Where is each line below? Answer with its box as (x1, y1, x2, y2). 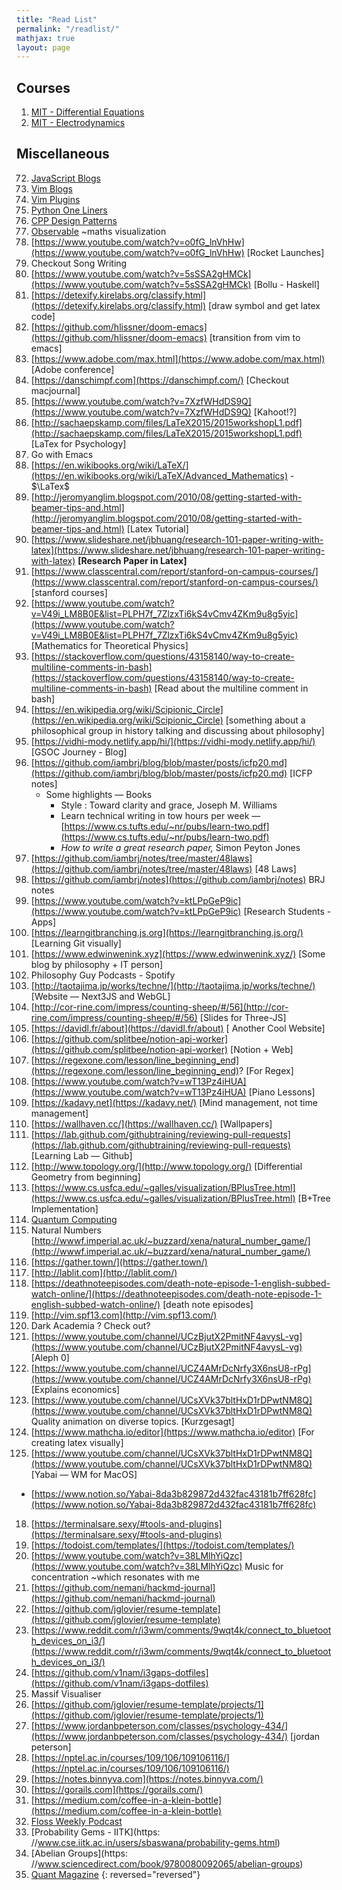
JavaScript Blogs (30, 172, 101, 184)
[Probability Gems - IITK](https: (30, 1826, 161, 1838)
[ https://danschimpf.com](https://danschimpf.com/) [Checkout (30, 374, 290, 386)
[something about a (225, 714, 306, 726)
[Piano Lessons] (248, 1086, 316, 1098)
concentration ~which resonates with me (30, 1571, 200, 1583)
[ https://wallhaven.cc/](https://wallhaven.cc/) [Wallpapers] (30, 1117, 273, 1130)
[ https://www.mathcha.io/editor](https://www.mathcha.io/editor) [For (30, 1426, 315, 1438)
